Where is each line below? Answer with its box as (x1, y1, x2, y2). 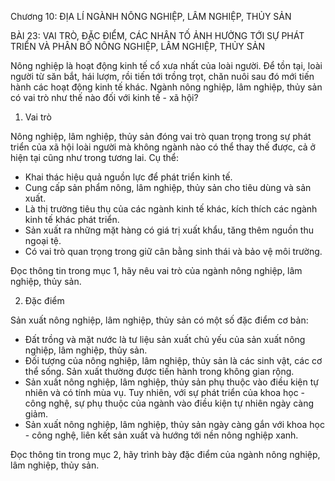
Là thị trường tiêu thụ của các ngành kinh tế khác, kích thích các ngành (24, 203, 318, 215)
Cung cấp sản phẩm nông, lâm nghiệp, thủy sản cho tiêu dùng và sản (24, 182, 312, 193)
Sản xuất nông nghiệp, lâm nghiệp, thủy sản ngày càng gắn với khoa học (24, 419, 325, 430)
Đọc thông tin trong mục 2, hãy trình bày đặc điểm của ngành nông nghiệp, (10, 449, 321, 460)
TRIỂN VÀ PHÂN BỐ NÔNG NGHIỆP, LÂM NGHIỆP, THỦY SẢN (10, 41, 265, 52)
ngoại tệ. (24, 235, 62, 246)
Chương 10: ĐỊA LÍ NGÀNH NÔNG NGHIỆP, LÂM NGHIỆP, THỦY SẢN (10, 11, 292, 22)
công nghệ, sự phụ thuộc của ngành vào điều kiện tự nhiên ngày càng (24, 397, 314, 409)
